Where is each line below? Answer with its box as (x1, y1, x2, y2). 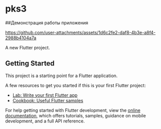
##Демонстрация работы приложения (5, 20, 89, 26)
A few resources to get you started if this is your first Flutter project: (5, 82, 146, 88)
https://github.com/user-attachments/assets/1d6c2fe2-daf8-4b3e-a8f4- (5, 29, 156, 35)
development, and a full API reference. (5, 118, 85, 124)
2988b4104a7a (5, 35, 37, 41)
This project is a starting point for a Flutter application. (5, 73, 118, 79)
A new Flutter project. (5, 44, 50, 50)
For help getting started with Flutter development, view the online (5, 107, 141, 113)
